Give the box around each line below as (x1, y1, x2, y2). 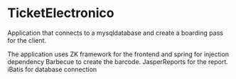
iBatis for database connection (7, 65, 97, 73)
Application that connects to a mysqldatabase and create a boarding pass (7, 28, 224, 37)
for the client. (7, 36, 47, 44)
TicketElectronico (7, 5, 114, 21)
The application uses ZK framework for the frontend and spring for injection (7, 50, 230, 58)
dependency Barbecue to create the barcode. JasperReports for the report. (7, 57, 229, 65)
